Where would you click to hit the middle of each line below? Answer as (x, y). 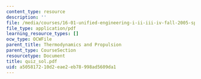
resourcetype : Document (36, 56)
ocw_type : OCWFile (29, 39)
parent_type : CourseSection (41, 50)
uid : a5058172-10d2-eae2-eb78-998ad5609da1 (61, 67)
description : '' (26, 17)
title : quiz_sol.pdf (32, 61)
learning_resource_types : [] (42, 34)
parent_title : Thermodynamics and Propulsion (64, 45)
